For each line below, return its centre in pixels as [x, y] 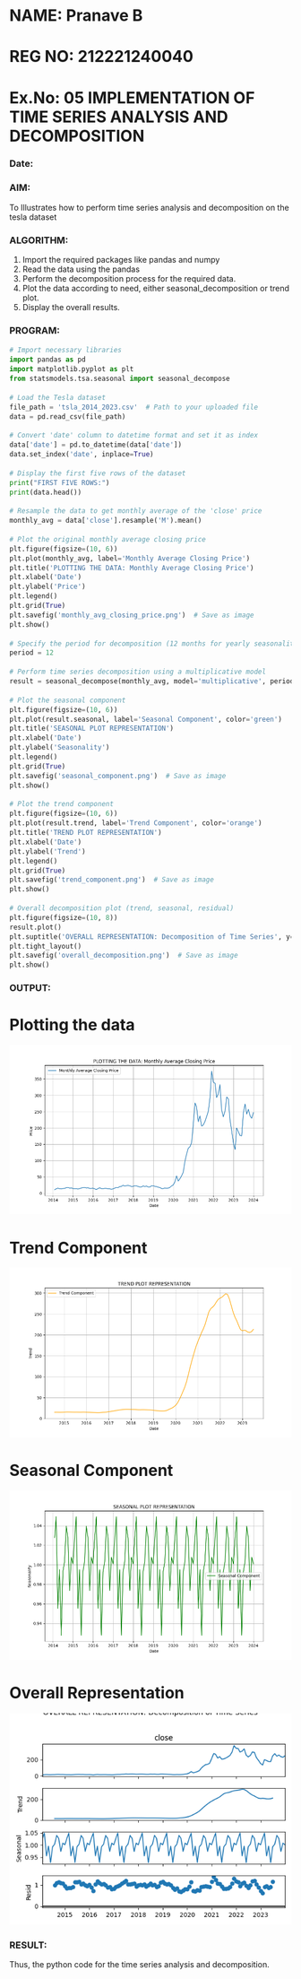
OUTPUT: [30, 988]
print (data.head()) [46, 492]
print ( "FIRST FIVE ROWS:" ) [60, 482]
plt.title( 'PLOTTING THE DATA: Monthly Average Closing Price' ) [132, 568]
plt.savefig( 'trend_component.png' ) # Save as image [112, 880]
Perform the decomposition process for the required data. [129, 279]
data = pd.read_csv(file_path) [68, 417]
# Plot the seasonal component [68, 700]
